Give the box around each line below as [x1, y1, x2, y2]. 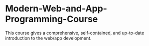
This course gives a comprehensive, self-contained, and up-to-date [5, 30, 145, 36]
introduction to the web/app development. [5, 35, 92, 41]
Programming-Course [5, 13, 98, 25]
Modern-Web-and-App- [5, 3, 107, 14]
